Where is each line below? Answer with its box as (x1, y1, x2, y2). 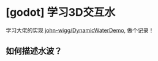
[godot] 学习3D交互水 (6, 5, 116, 19)
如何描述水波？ (6, 46, 62, 56)
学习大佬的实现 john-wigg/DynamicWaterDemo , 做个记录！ (6, 27, 154, 34)
